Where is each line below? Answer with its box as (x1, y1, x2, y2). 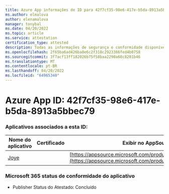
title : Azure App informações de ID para (5, 7, 94, 13)
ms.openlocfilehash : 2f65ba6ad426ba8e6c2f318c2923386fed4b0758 (5, 49, 141, 54)
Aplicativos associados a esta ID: (5, 123, 88, 130)
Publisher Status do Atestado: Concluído (12, 184, 97, 190)
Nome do (8, 137, 31, 144)
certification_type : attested (5, 40, 69, 45)
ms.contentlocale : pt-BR (5, 63, 57, 69)
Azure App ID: (5, 95, 65, 106)
